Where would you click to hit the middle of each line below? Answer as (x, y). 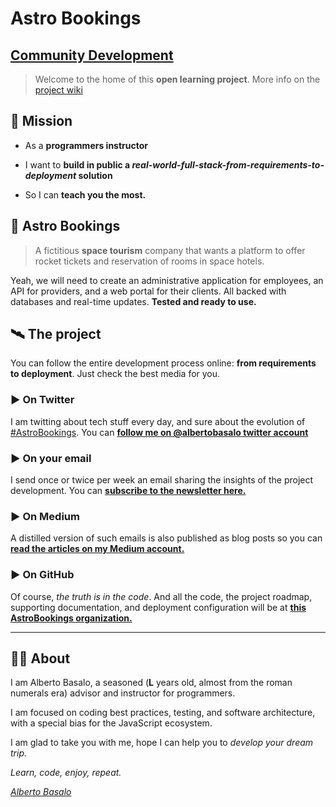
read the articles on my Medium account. (97, 549)
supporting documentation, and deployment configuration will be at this (158, 607)
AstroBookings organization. (71, 618)
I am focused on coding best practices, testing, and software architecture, (163, 713)
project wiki (58, 90)
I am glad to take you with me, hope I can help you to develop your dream (162, 743)
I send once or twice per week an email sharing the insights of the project (162, 480)
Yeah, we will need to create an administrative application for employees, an (167, 280)
